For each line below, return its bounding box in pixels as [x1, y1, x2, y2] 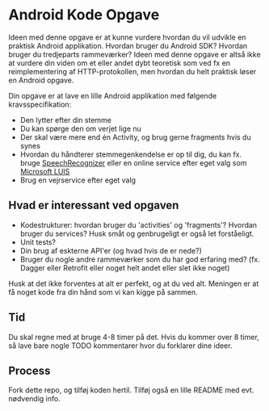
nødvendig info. [8, 394, 61, 404]
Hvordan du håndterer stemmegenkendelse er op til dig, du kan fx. [19, 149, 242, 159]
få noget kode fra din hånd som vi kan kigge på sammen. [8, 287, 198, 296]
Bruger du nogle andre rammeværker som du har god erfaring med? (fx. [19, 254, 260, 264]
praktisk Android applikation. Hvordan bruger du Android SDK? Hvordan [8, 40, 248, 50]
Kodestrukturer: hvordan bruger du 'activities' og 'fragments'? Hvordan [19, 220, 257, 229]
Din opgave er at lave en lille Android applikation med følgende [8, 90, 217, 100]
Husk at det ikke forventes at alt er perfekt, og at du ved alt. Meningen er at [8, 279, 259, 288]
